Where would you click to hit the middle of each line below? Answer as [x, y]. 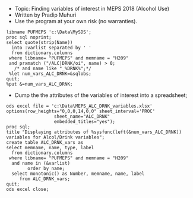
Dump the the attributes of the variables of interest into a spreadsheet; [101, 95]
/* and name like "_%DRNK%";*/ [53, 68]
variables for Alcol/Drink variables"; [56, 137]
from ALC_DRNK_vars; [45, 179]
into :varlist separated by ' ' [52, 48]
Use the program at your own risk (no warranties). [76, 21]
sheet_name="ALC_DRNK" [82, 117]
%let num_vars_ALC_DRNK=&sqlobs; [50, 74]
